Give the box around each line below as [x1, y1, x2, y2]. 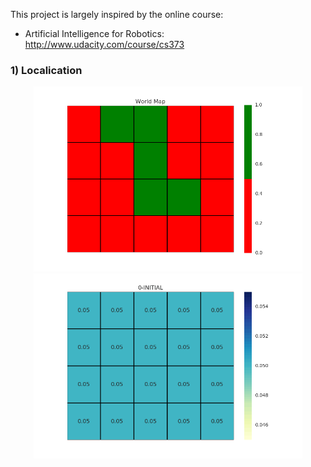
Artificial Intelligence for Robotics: [24, 28, 165, 39]
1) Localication [10, 63, 83, 77]
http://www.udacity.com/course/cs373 [24, 39, 185, 50]
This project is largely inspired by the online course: [10, 9, 224, 20]
